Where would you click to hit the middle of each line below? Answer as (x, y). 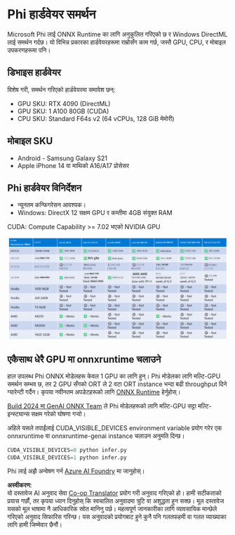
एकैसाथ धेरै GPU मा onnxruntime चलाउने (84, 360)
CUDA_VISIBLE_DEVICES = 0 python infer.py (67, 450)
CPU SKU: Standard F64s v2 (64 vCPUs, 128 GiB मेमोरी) (96, 118)
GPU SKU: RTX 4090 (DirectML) (64, 103)
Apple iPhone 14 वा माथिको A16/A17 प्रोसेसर (73, 165)
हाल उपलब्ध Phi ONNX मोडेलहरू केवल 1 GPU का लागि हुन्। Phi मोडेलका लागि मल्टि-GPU (114, 376)
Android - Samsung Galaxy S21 (62, 158)
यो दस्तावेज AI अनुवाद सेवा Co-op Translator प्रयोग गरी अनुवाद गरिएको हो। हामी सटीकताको (115, 493)
